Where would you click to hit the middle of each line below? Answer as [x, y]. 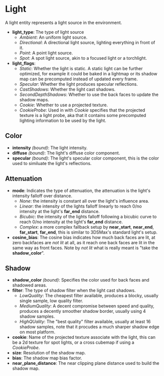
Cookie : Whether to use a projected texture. [64, 105]
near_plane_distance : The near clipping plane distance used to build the [86, 363]
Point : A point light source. [46, 53]
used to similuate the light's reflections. [52, 163]
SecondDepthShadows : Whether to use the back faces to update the [89, 94]
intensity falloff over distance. [42, 196]
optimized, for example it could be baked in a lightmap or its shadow [88, 73]
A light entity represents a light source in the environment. [64, 23]
